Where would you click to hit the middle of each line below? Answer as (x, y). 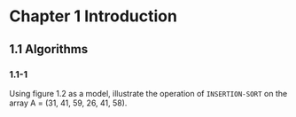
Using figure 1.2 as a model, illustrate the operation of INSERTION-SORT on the (148, 93)
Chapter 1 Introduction (93, 16)
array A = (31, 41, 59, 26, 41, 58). (68, 103)
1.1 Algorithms (49, 49)
